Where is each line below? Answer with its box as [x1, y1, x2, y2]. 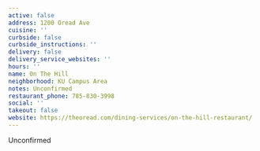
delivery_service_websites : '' [8, 56, 111, 64]
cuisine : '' [8, 26, 47, 34]
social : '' [8, 99, 44, 107]
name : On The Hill [8, 70, 69, 78]
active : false [8, 11, 55, 20]
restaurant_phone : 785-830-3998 [8, 92, 115, 100]
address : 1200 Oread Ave [8, 19, 90, 27]
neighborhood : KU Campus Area [8, 77, 108, 85]
